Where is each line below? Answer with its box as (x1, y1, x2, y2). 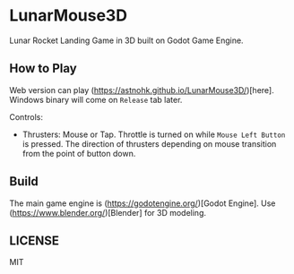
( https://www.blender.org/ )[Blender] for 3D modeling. (9, 207, 207, 218)
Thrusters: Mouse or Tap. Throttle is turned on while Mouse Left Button (22, 129, 286, 140)
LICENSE (9, 233, 60, 248)
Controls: (9, 111, 43, 122)
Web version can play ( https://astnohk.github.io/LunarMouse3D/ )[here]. (9, 84, 275, 95)
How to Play (9, 61, 78, 76)
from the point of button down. (22, 148, 136, 158)
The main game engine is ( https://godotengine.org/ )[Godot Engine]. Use (9, 198, 276, 209)
